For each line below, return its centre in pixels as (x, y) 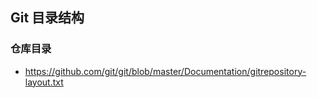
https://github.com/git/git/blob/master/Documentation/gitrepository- (165, 71)
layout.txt (44, 82)
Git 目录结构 (47, 18)
